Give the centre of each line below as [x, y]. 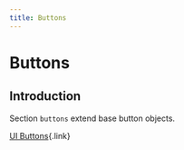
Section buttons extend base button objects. [92, 118]
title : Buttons [38, 18]
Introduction [45, 96]
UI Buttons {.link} [40, 135]
